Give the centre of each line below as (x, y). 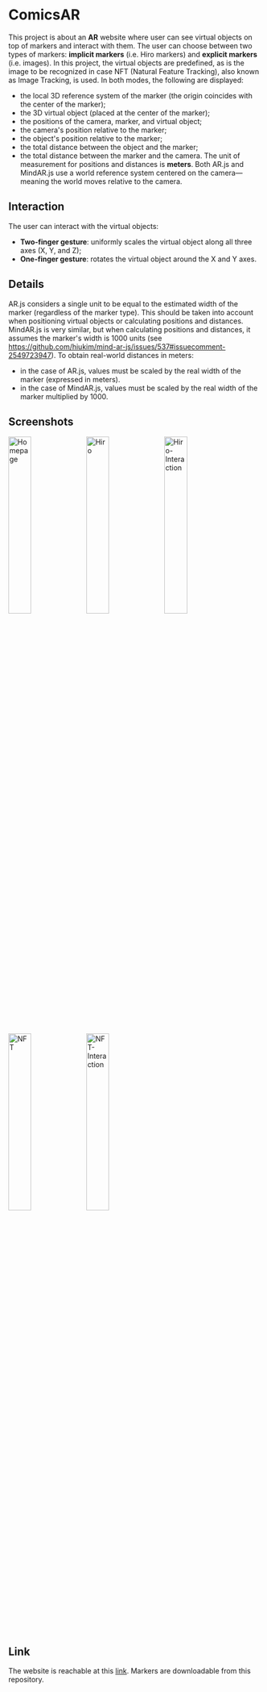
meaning (35, 181)
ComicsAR (44, 15)
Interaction (37, 207)
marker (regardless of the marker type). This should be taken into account (131, 312)
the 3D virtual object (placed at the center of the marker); (115, 113)
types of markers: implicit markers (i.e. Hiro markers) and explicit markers (133, 54)
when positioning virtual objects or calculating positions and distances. (126, 321)
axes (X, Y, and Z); (51, 250)
